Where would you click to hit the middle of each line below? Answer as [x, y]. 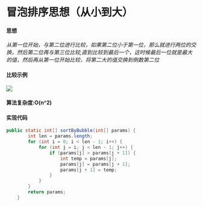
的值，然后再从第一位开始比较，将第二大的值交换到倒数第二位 [83, 60]
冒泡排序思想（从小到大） [70, 12]
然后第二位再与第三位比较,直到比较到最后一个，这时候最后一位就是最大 [105, 52]
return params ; [47, 192]
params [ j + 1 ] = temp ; [89, 170]
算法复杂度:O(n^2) [29, 103]
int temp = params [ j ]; [89, 159]
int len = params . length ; [61, 136]
